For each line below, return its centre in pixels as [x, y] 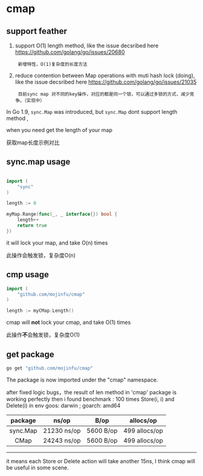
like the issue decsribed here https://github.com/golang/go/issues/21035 [106, 82]
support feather [37, 31]
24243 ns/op [62, 440]
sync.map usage [38, 162]
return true [32, 226]
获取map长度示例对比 [33, 142]
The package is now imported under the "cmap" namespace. [82, 380]
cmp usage [28, 275]
